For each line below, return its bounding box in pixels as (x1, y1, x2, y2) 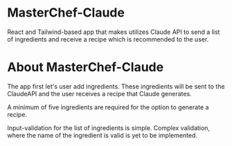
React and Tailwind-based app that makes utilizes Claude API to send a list (7, 28, 220, 36)
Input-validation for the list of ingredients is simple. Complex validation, (7, 123, 210, 132)
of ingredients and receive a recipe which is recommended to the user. (7, 35, 209, 43)
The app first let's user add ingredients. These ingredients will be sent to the (7, 82, 225, 91)
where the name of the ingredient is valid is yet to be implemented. (7, 131, 198, 139)
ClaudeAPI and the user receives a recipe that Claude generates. (7, 89, 192, 98)
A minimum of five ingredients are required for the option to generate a (7, 102, 209, 111)
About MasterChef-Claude (7, 60, 164, 75)
